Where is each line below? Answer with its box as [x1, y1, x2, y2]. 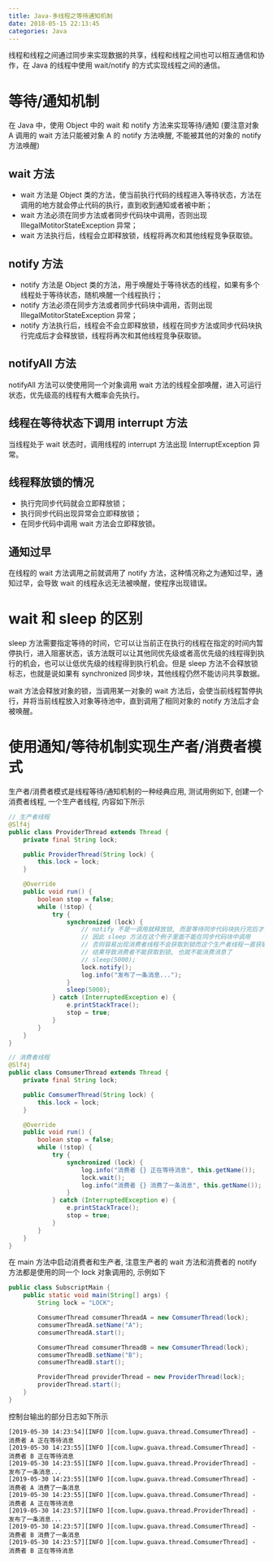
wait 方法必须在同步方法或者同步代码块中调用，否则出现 [19, 211, 208, 220]
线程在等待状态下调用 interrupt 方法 [8, 416, 188, 430]
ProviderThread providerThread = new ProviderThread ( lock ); [37, 1373, 245, 1381]
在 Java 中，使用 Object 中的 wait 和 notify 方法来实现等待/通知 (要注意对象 [8, 120, 260, 130]
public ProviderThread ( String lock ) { [23, 851, 154, 859]
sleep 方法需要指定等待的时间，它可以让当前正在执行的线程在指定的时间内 [8, 638, 257, 648]
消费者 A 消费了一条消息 [8, 1483, 80, 1492]
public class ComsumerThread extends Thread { [8, 1068, 169, 1077]
